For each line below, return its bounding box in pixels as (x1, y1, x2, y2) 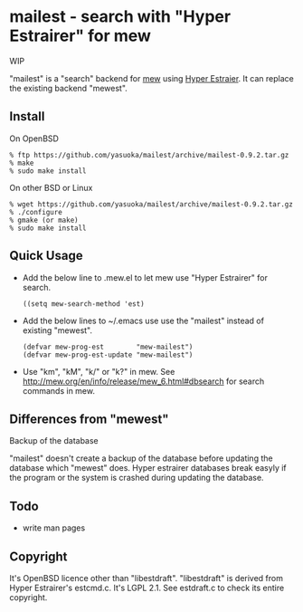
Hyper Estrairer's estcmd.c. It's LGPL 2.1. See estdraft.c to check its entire (9, 582, 285, 593)
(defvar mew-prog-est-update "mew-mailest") (22, 350, 194, 359)
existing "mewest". (22, 324, 93, 336)
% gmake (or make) (9, 215, 79, 225)
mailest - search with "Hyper (9, 6, 232, 27)
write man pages (22, 522, 86, 533)
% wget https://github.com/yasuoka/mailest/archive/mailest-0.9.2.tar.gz (9, 199, 294, 209)
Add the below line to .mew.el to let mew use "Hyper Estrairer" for (22, 272, 269, 282)
